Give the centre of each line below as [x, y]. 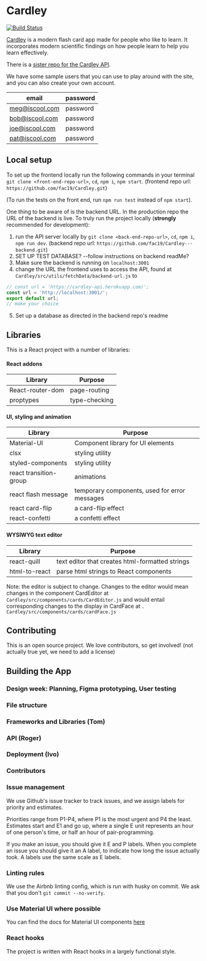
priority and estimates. [35, 807]
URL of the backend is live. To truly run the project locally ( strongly [91, 218]
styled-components [38, 463]
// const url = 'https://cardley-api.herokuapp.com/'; [78, 287]
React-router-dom [37, 390]
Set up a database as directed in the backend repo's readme [92, 316]
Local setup [29, 160]
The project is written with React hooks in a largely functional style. [91, 951]
